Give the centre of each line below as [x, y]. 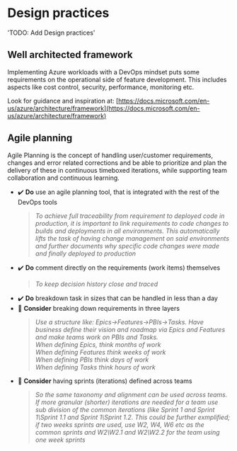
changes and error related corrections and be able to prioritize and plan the [117, 162]
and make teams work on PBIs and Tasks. [97, 337]
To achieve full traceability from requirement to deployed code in [130, 216]
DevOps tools [37, 202]
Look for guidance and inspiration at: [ [63, 101]
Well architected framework [70, 55]
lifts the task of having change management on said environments [132, 238]
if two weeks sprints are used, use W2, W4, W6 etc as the [120, 424]
